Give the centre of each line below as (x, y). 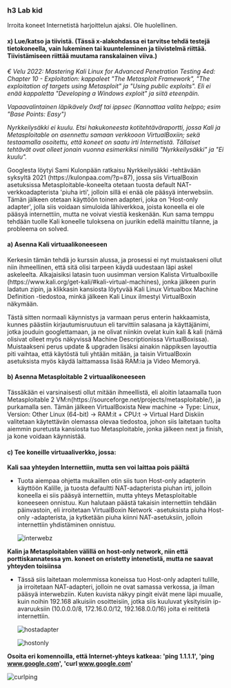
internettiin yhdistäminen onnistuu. (66, 525)
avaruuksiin (33, 609)
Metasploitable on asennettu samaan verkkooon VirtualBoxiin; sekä (104, 135)
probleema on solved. (38, 228)
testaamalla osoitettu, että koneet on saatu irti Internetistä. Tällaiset (104, 142)
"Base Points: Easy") (37, 114)
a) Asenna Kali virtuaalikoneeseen (58, 244)
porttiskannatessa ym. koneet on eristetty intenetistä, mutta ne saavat (110, 559)
